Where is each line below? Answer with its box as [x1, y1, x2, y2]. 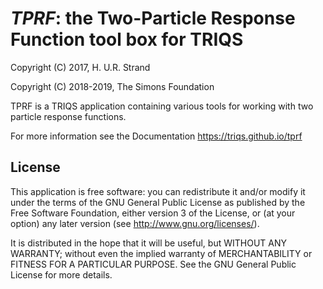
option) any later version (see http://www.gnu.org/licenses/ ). [10, 217, 260, 229]
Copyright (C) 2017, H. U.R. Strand [10, 61, 151, 73]
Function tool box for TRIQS [10, 28, 244, 51]
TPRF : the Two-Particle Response [10, 7, 296, 30]
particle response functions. [10, 110, 127, 122]
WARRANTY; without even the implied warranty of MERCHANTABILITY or [10, 247, 313, 259]
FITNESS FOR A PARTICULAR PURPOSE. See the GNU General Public [10, 258, 297, 270]
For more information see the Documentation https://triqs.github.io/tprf [10, 130, 303, 142]
